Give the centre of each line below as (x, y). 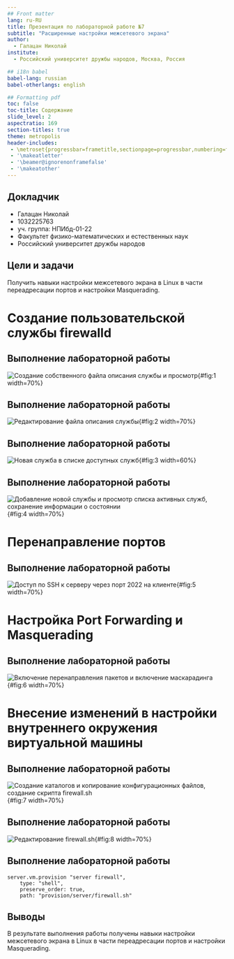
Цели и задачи (41, 266)
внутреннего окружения (83, 728)
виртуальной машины (75, 743)
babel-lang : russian (37, 78)
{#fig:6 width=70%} (36, 685)
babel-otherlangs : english (46, 85)
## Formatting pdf (34, 97)
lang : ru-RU (24, 20)
